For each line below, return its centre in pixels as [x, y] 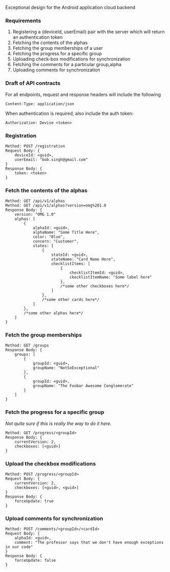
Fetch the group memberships [44, 335]
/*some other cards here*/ [71, 300]
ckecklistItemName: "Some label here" [111, 277]
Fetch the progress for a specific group [55, 412]
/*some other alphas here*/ [54, 313]
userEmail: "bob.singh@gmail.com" [51, 159]
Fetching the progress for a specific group [57, 54]
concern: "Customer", [56, 241]
